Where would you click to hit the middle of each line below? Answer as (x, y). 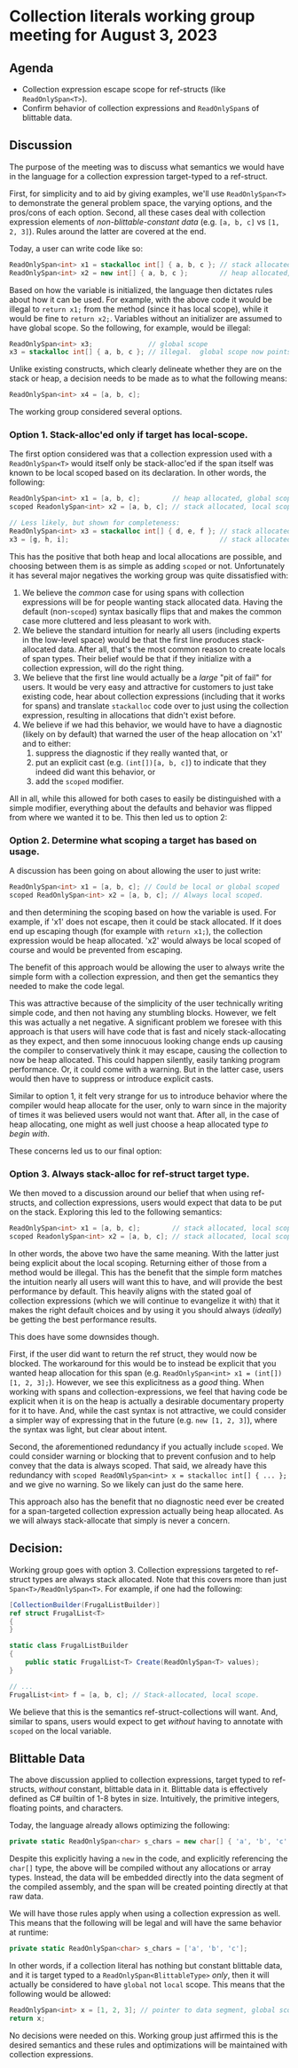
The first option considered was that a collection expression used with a (141, 454)
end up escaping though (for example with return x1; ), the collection (136, 931)
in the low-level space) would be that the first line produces (131, 639)
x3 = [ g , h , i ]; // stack (130, 539)
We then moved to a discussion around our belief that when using (129, 1193)
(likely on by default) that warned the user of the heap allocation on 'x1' (152, 733)
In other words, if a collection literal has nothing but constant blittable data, (146, 1966)
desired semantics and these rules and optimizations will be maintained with (149, 2045)
